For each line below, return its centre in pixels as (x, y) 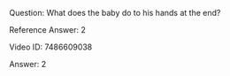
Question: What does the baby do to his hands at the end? (115, 13)
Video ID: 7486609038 (51, 47)
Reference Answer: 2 (47, 30)
